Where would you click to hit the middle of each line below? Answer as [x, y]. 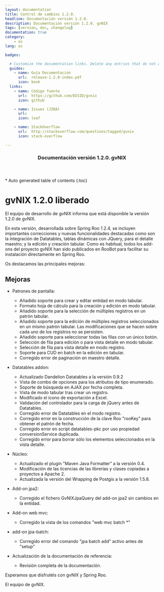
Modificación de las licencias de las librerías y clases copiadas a [84, 469]
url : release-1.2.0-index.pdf [50, 77]
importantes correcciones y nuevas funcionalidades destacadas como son [80, 234]
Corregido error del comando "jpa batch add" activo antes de [81, 542]
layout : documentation [28, 10]
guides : [17, 68]
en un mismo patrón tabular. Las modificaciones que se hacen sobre [88, 327]
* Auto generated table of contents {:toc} [46, 180]
